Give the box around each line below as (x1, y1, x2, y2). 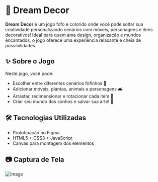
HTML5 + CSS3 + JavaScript (12, 135, 73, 141)
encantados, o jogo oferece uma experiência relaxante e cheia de (5, 37, 141, 43)
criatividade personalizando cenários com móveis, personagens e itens (5, 26, 153, 32)
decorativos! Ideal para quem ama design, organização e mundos (5, 32, 141, 38)
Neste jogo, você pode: (5, 70, 54, 76)
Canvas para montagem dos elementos (12, 140, 94, 146)
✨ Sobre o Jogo (5, 57, 55, 66)
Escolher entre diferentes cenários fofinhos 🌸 (12, 80, 107, 86)
